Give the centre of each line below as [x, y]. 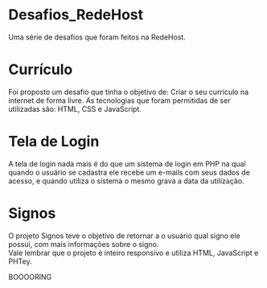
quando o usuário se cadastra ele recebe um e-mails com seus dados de [129, 172]
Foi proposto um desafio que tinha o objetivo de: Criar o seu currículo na [129, 92]
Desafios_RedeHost [76, 15]
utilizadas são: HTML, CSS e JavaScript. [75, 109]
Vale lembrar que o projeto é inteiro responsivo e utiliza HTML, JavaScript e [133, 253]
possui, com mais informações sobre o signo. [84, 244]
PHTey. [20, 261]
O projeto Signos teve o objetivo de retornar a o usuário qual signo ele [125, 236]
